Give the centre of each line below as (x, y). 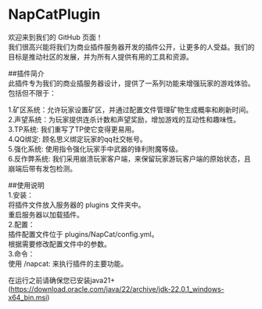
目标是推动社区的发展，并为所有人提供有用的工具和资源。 (100, 56)
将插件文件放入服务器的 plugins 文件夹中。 (77, 205)
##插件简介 (26, 73)
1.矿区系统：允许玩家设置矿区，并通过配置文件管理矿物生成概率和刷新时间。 (130, 109)
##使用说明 (26, 185)
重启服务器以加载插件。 (46, 214)
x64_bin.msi (28, 297)
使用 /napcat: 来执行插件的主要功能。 (68, 264)
